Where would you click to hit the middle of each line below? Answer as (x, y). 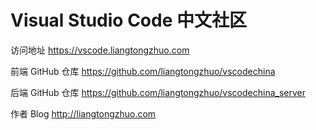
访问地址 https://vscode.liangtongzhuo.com (100, 50)
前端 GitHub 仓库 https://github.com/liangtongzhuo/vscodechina (143, 71)
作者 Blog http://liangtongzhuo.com (83, 113)
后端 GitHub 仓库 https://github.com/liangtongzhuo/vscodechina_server (158, 92)
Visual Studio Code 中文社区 (128, 20)
